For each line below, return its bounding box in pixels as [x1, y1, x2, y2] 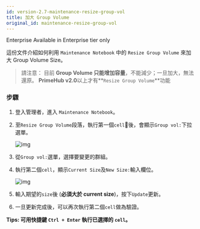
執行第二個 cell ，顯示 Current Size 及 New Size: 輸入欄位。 [14, 166, 157, 173]
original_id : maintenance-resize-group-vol [6, 20, 117, 26]
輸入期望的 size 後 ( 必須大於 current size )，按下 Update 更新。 [14, 190, 164, 198]
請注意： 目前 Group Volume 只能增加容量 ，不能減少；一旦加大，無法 [20, 69, 195, 77]
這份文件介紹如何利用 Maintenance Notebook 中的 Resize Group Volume [6, 49, 180, 56]
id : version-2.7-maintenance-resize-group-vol [6, 8, 125, 15]
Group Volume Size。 [13, 57, 66, 64]
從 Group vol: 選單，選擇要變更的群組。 [14, 153, 111, 160]
